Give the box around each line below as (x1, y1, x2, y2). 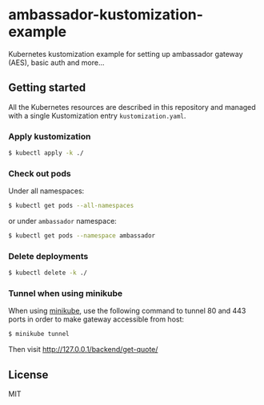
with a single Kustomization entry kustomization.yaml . (8, 111, 186, 120)
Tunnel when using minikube (8, 288, 123, 299)
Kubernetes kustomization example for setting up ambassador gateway (8, 49, 243, 59)
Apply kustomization (8, 131, 91, 142)
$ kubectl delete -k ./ (8, 269, 88, 277)
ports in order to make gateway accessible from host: (8, 314, 185, 324)
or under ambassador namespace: (8, 217, 118, 226)
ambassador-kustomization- (8, 6, 204, 24)
